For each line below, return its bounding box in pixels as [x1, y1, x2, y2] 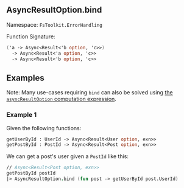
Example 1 [6, 111, 37, 119]
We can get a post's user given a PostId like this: [6, 153, 129, 160]
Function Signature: [6, 33, 56, 40]
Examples [6, 72, 44, 83]
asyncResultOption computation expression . [6, 96, 117, 103]
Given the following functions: [6, 124, 82, 131]
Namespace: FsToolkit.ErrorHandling [6, 21, 102, 28]
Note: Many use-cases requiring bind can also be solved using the [6, 89, 173, 96]
